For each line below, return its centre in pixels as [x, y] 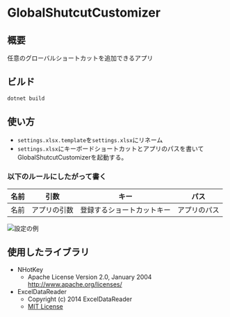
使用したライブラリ [48, 252]
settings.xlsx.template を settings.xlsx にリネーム [90, 139]
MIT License [46, 306]
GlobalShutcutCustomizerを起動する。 [72, 157]
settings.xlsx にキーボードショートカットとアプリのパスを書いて [110, 148]
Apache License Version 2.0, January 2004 [90, 277]
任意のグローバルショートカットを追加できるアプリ [80, 58]
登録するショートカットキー [126, 209]
